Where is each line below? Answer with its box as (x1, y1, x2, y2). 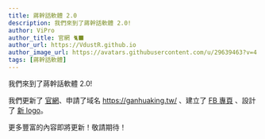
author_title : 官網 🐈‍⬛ (8, 33, 85, 42)
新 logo (17, 105, 41, 115)
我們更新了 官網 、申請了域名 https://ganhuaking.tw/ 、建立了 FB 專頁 (8, 95, 234, 105)
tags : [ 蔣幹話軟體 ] (8, 56, 67, 64)
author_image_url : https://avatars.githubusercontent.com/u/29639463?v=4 (8, 48, 258, 56)
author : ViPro (8, 26, 56, 34)
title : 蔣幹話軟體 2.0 (8, 11, 78, 20)
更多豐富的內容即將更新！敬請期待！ (8, 122, 127, 132)
